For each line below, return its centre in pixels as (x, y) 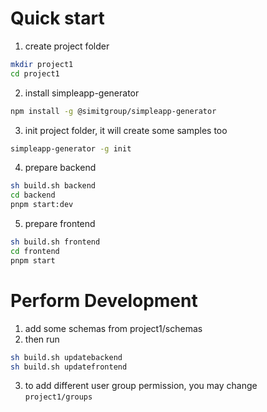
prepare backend (60, 168)
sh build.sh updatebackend (66, 357)
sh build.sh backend (53, 186)
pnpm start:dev (42, 205)
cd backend (33, 195)
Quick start (57, 18)
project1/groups (58, 397)
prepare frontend (60, 224)
